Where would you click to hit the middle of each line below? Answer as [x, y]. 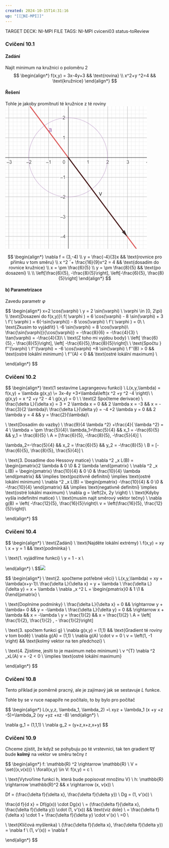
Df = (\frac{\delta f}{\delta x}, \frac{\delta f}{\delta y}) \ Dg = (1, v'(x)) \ [79, 794]
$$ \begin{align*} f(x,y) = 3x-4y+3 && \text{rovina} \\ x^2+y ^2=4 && [85, 75]
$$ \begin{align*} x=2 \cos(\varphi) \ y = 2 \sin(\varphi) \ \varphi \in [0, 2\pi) [84, 311]
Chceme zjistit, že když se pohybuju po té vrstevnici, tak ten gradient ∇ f [80, 749]
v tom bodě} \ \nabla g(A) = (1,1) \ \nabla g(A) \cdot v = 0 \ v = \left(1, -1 [79, 635]
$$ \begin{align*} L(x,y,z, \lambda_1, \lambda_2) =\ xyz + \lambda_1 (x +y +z [84, 709]
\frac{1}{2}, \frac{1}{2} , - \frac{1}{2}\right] [49, 620]
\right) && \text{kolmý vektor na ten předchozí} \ [55, 641]
